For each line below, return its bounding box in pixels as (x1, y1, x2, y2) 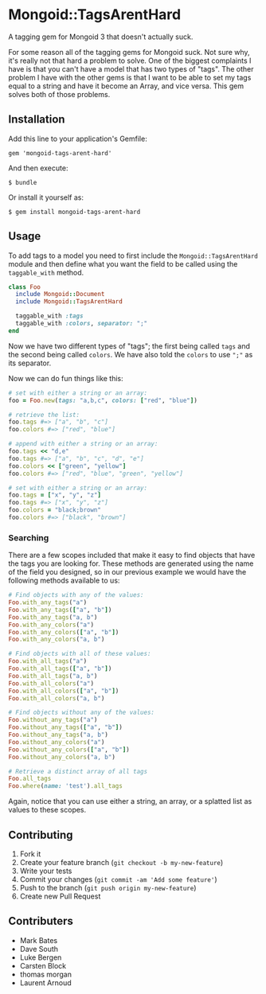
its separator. (8, 358, 52, 368)
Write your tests (19, 866, 72, 876)
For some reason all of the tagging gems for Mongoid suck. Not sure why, (8, 47, 250, 57)
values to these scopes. (8, 805, 87, 815)
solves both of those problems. (8, 89, 111, 99)
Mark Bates (19, 935, 58, 945)
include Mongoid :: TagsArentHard (15, 298, 123, 306)
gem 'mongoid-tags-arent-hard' (8, 149, 112, 157)
